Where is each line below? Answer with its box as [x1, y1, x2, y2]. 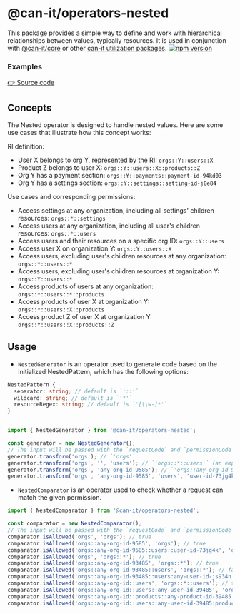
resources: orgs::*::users [17, 229, 96, 238]
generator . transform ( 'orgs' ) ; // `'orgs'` [7, 453, 136, 460]
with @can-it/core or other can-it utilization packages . [7, 44, 167, 52]
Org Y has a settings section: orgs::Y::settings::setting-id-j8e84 [17, 178, 216, 187]
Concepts [7, 101, 52, 114]
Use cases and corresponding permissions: [7, 193, 136, 201]
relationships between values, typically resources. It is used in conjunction [7, 36, 226, 44]
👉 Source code [7, 79, 55, 87]
